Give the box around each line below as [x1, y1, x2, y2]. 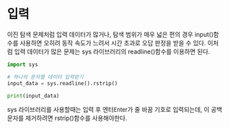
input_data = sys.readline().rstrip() [7, 80, 118, 86]
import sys [7, 61, 38, 68]
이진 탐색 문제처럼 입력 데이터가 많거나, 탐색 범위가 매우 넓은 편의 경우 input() [7, 30, 214, 38]
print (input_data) [7, 92, 60, 99]
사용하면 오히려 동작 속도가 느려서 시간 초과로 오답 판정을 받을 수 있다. [19, 38, 206, 47]
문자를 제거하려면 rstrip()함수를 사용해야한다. [7, 114, 128, 122]
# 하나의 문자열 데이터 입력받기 [7, 73, 84, 80]
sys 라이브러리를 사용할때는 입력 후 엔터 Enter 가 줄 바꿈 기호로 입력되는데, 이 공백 [7, 106, 223, 114]
